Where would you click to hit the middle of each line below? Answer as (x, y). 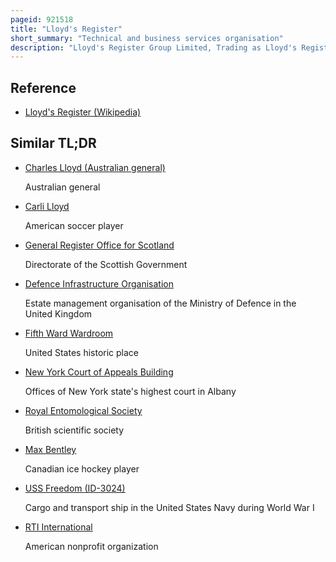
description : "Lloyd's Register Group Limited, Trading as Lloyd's (154, 47)
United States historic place (82, 352)
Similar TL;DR (53, 143)
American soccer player (74, 225)
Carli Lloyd (47, 206)
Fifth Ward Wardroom (69, 333)
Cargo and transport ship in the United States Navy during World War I (169, 507)
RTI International (58, 527)
